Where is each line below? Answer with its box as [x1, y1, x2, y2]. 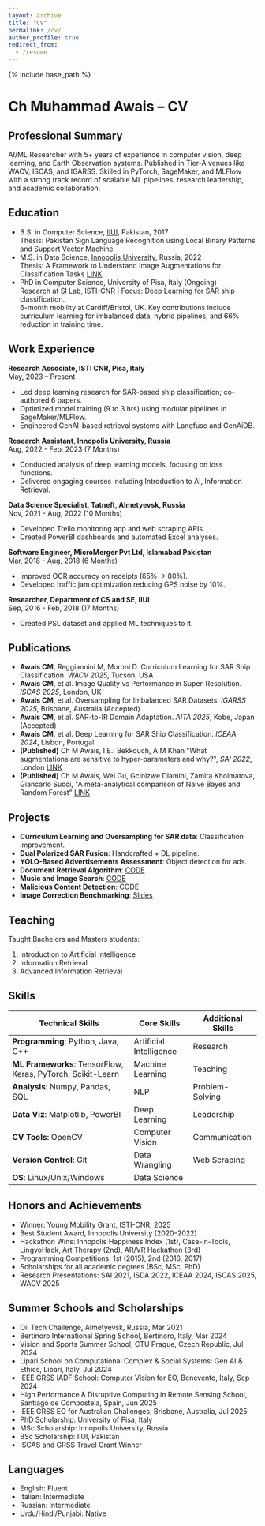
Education [8, 206, 60, 219]
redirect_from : [8, 41, 58, 49]
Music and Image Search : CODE [19, 874, 126, 883]
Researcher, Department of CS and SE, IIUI [8, 594, 150, 604]
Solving [192, 1091, 221, 1102]
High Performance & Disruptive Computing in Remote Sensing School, [19, 1389, 248, 1399]
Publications [8, 641, 72, 655]
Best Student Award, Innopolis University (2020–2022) [19, 1228, 197, 1238]
